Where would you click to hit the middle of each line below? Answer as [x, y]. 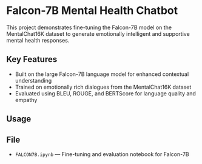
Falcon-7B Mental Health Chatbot [92, 11]
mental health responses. [38, 40]
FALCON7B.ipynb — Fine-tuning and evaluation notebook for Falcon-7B [102, 154]
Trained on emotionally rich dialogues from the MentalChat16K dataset [103, 87]
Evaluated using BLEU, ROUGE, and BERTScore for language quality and [105, 93]
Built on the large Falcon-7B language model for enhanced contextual [102, 74]
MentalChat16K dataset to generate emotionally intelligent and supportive [98, 33]
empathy [26, 100]
